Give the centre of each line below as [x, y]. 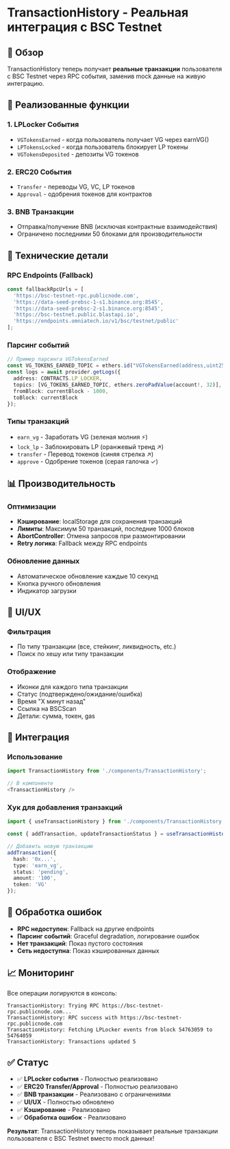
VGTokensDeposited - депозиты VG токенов [78, 154]
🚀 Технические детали [58, 255]
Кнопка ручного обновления [59, 583]
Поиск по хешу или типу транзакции [70, 654]
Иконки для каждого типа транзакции [73, 686]
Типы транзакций [38, 422]
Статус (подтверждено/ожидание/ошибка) [80, 694]
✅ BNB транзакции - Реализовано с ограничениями [94, 1094]
